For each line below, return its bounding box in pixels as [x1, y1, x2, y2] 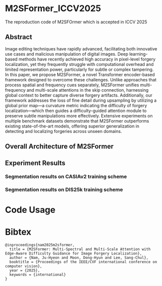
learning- [129, 51, 148, 57]
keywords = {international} [9, 272, 66, 277]
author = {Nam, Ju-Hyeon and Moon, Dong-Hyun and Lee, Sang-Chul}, [9, 255, 149, 260]
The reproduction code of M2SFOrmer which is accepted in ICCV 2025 [5, 19, 147, 25]
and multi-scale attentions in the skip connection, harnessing [26, 87, 149, 93]
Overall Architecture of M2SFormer [5, 143, 114, 151]
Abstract [5, 33, 32, 41]
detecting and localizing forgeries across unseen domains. [5, 128, 122, 134]
